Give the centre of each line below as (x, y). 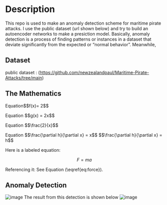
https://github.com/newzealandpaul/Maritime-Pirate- (95, 72)
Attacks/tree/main (24, 78)
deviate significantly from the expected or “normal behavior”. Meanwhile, (81, 44)
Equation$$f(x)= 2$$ (27, 106)
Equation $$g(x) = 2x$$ (30, 115)
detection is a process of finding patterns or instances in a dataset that (78, 39)
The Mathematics (33, 94)
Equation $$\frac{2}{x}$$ (32, 125)
